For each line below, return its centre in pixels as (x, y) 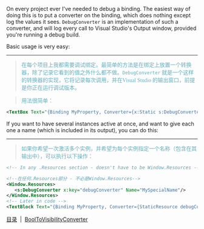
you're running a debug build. (43, 35)
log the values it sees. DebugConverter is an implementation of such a (92, 22)
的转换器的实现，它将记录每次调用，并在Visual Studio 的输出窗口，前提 (108, 80)
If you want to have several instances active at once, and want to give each (100, 124)
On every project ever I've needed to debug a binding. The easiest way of (98, 9)
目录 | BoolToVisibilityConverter (47, 219)
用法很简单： (37, 101)
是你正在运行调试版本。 (50, 88)
